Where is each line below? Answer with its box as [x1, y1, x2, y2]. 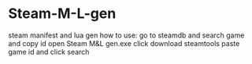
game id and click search [8, 47, 90, 56]
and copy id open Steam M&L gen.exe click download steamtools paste [8, 38, 240, 48]
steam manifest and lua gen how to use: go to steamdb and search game [8, 30, 245, 40]
